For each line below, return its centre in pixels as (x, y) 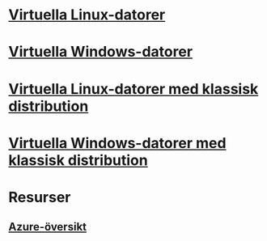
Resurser (40, 197)
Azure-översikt (48, 227)
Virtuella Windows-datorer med (117, 143)
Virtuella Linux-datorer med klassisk (133, 89)
